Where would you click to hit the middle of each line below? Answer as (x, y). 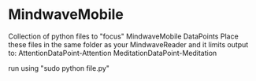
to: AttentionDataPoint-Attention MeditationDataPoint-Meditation (113, 53)
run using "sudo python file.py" (59, 68)
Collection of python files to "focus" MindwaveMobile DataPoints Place (123, 36)
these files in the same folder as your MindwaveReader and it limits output (128, 44)
